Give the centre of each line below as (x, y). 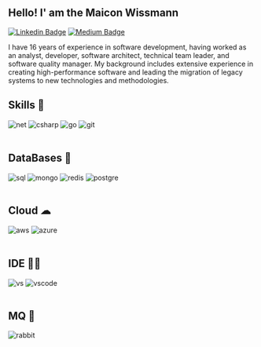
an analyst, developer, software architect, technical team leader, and (119, 55)
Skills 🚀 (26, 105)
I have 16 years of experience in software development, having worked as (127, 47)
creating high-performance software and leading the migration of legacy (125, 72)
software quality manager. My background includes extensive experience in (131, 64)
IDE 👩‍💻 (25, 263)
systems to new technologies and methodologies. (88, 80)
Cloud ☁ (29, 211)
